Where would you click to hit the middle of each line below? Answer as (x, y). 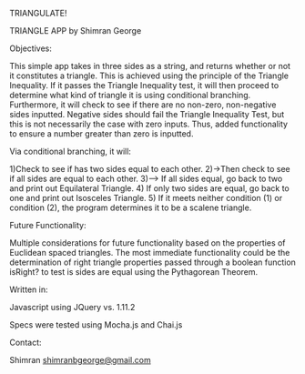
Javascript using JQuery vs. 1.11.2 (72, 307)
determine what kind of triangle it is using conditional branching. (130, 95)
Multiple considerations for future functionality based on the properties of (147, 243)
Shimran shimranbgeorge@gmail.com (81, 360)
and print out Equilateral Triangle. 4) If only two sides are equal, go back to (149, 188)
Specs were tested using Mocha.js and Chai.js (96, 325)
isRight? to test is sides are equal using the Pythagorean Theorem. (134, 272)
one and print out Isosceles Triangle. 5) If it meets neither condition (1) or (146, 198)
